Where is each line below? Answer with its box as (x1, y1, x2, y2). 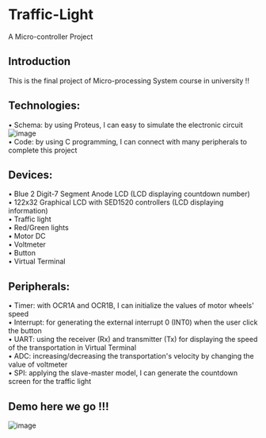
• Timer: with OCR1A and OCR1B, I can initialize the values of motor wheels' (8, 301, 255, 310)
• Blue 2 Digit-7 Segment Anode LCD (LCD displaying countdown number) (8, 189, 251, 199)
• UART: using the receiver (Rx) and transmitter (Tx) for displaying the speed (8, 335, 258, 344)
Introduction (8, 55, 71, 68)
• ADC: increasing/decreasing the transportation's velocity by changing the (8, 352, 255, 361)
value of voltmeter (8, 359, 68, 370)
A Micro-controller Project (8, 32, 93, 41)
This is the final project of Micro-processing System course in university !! (8, 75, 249, 85)
